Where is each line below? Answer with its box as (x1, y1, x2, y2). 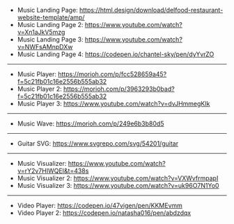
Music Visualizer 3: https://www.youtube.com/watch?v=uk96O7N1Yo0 (17, 182, 219, 189)
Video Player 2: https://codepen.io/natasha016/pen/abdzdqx (17, 209, 192, 217)
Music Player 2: (17, 85, 62, 93)
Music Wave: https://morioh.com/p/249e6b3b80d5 (17, 119, 164, 128)
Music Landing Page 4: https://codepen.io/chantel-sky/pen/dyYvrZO (17, 50, 214, 58)
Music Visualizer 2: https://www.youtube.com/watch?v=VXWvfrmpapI (17, 174, 219, 182)
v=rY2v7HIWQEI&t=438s (17, 166, 89, 175)
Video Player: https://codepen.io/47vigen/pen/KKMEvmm (17, 201, 183, 209)
